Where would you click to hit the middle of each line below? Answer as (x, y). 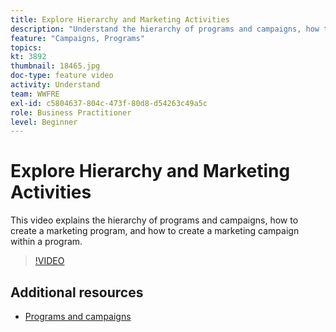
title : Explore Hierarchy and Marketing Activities (120, 19)
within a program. (46, 242)
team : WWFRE (35, 94)
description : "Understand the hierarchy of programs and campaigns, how (165, 29)
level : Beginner (44, 122)
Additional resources (77, 292)
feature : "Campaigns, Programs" (77, 38)
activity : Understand (55, 85)
